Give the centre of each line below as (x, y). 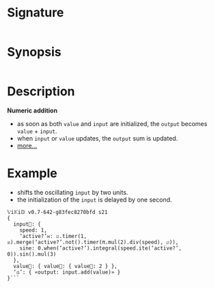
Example (32, 173)
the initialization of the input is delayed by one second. (94, 200)
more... (27, 145)
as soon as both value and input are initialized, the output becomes (112, 123)
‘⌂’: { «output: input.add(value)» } (67, 272)
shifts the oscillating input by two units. (72, 192)
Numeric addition (32, 110)
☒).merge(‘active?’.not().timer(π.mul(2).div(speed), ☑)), (93, 242)
